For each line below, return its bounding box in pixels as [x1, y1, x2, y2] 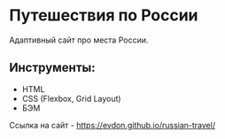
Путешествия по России [9, 5, 198, 26]
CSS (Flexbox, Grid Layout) [21, 93, 121, 104]
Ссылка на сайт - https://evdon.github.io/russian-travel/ [9, 120, 215, 130]
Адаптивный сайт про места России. [9, 35, 149, 45]
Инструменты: [9, 60, 96, 75]
